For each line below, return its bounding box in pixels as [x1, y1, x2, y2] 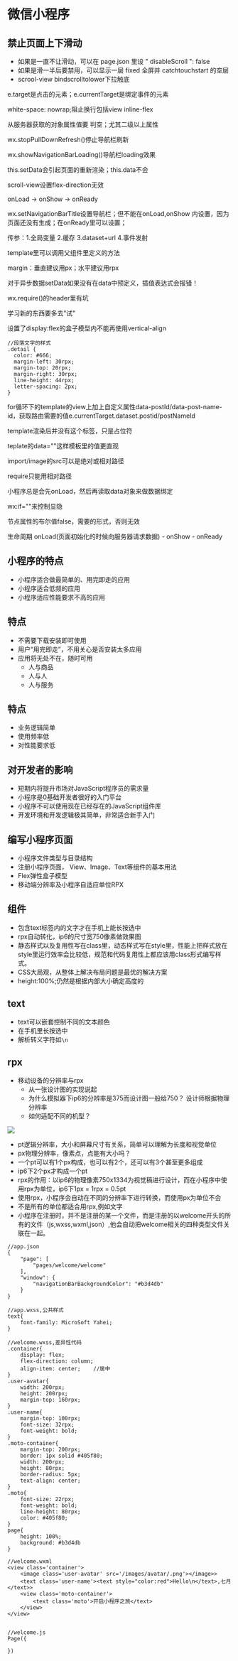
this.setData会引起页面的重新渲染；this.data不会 [7, 166, 148, 174]
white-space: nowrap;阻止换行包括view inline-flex [7, 105, 154, 114]
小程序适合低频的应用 [17, 584, 80, 593]
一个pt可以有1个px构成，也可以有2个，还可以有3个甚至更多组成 [17, 1157, 203, 1166]
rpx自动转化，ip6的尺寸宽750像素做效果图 [17, 932, 141, 941]
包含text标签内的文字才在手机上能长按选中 [17, 923, 141, 931]
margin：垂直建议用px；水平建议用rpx [7, 264, 119, 272]
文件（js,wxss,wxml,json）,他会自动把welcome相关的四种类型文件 [30, 1220, 224, 1228]
